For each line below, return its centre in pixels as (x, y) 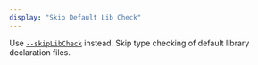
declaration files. (40, 52)
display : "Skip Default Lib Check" (75, 17)
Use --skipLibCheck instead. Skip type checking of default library (129, 43)
